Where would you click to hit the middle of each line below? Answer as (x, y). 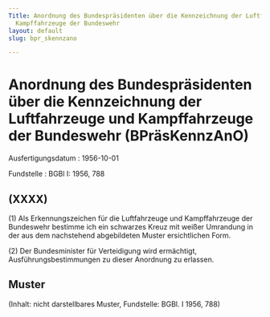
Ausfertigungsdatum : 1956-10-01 (63, 158)
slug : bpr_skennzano (43, 38)
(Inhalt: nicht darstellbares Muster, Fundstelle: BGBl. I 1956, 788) (115, 304)
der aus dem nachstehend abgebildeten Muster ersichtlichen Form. (120, 235)
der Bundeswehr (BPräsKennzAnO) (129, 136)
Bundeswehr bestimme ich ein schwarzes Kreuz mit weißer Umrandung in (131, 227)
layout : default (35, 30)
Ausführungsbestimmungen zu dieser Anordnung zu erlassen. (111, 259)
